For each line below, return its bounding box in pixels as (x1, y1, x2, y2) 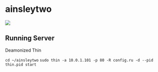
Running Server (5, 34, 55, 43)
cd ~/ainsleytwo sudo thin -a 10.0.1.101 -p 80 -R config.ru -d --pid (5, 58, 154, 63)
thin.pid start (5, 62, 37, 67)
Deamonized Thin (5, 47, 41, 53)
